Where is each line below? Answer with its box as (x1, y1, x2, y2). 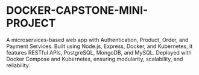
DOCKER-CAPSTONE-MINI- (6, 4, 148, 17)
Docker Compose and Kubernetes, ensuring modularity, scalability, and (6, 55, 183, 62)
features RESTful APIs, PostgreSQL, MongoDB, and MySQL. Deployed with (6, 49, 192, 56)
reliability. (6, 61, 30, 69)
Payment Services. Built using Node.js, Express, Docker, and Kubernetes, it (6, 43, 193, 50)
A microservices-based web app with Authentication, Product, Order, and (6, 36, 189, 43)
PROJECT (6, 16, 56, 30)
